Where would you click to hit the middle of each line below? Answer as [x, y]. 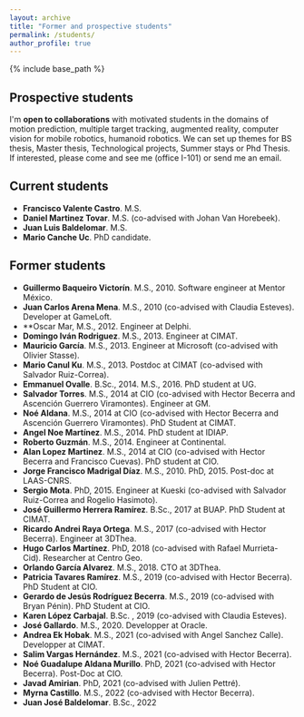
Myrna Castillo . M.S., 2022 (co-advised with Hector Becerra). [138, 692]
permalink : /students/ [52, 34]
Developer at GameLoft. [67, 316]
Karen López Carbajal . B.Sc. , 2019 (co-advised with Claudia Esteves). [155, 615]
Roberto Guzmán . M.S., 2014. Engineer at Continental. [124, 442]
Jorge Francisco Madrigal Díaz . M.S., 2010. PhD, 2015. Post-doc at [148, 471]
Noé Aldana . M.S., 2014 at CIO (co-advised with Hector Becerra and [151, 413]
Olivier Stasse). [51, 355]
